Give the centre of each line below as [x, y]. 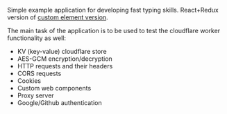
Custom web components [54, 88]
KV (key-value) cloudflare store [62, 51]
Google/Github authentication [59, 103]
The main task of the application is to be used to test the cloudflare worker [114, 31]
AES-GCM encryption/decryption [65, 59]
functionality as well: [37, 38]
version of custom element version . [58, 17]
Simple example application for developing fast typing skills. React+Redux [113, 10]
